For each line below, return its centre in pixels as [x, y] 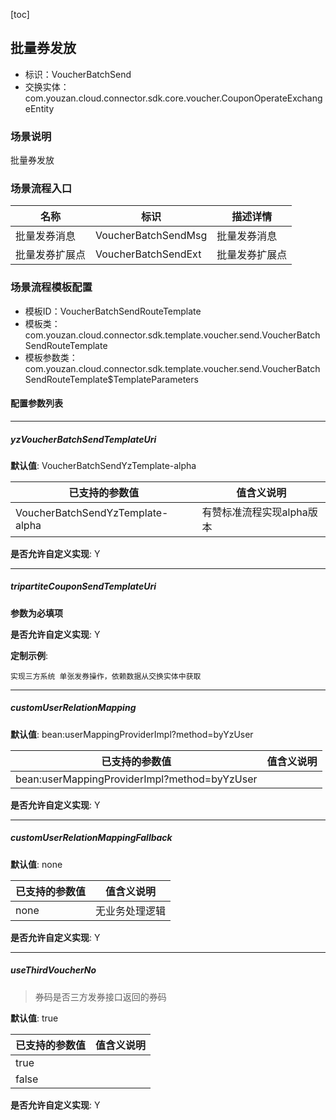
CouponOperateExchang [272, 98]
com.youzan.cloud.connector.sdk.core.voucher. [123, 98]
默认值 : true [34, 1018]
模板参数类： [51, 357]
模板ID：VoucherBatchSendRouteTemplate [113, 311]
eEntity [39, 108]
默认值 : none [36, 864]
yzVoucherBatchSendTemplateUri [83, 439]
